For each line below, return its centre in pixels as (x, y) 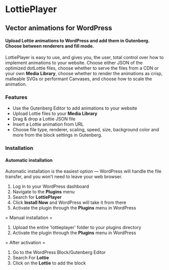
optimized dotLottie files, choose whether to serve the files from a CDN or (82, 68)
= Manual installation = (29, 218)
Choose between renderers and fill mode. (50, 46)
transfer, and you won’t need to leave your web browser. (64, 177)
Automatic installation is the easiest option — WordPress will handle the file (83, 171)
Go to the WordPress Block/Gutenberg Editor (59, 252)
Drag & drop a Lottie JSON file (44, 119)
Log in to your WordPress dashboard (51, 186)
